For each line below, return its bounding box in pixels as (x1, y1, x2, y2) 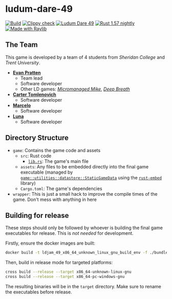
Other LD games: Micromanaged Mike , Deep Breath (20, 86, 131, 92)
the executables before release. (5, 289, 72, 295)
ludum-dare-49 (5, 3, 73, 15)
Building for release (5, 211, 69, 220)
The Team (5, 41, 38, 49)
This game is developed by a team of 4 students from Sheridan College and (5, 54, 165, 60)
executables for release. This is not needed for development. (5, 230, 134, 236)
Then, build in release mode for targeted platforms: (5, 259, 113, 266)
